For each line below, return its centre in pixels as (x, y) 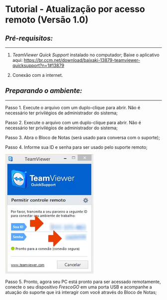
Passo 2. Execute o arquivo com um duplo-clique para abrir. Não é (73, 122)
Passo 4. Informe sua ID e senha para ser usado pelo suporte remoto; (76, 147)
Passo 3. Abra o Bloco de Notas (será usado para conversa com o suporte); (83, 137)
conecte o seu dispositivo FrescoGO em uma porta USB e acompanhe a (79, 287)
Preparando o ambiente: (44, 91)
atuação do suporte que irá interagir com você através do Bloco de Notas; (81, 292)
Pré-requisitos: (29, 38)
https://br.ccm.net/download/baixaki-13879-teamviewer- (82, 60)
